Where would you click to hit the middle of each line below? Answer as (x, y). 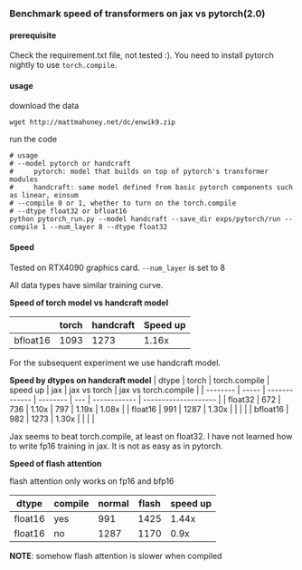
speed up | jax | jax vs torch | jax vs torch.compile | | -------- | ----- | (137, 390)
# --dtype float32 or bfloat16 (68, 211)
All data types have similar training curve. (86, 285)
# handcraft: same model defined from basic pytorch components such (151, 188)
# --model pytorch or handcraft (70, 164)
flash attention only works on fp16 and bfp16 (92, 481)
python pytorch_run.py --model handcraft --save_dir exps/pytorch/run (145, 219)
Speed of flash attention (56, 463)
